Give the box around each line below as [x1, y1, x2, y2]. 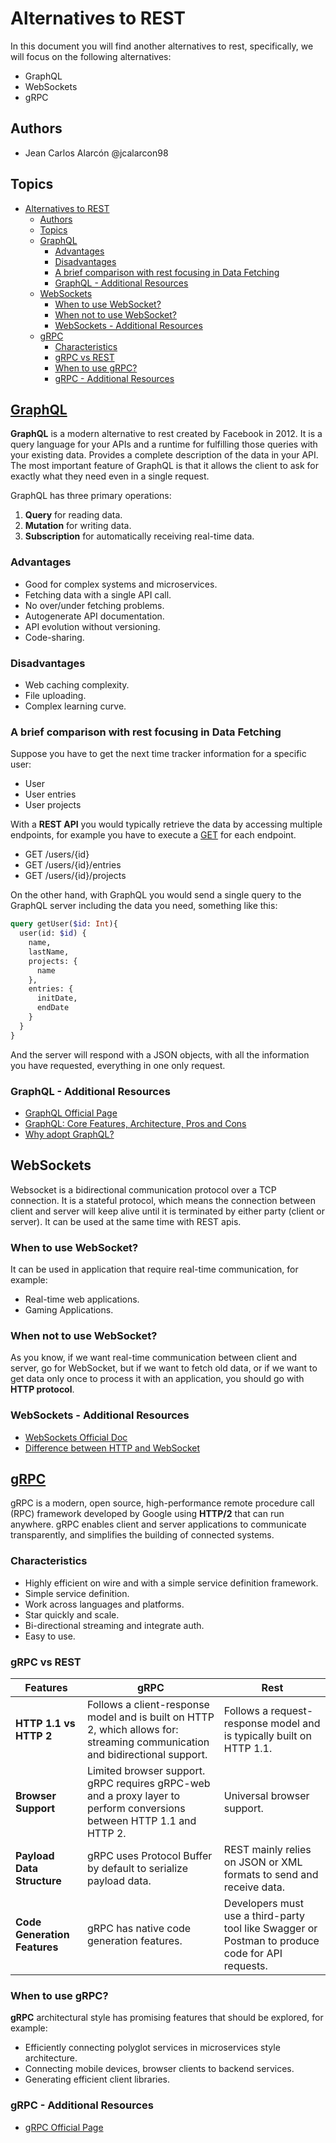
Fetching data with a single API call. [24, 588, 172, 601]
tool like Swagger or [223, 1922, 318, 1936]
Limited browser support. [86, 1764, 206, 1778]
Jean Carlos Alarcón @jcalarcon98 [24, 147, 169, 159]
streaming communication [86, 1735, 210, 1749]
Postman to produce [223, 1934, 320, 1948]
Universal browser [223, 1789, 310, 1803]
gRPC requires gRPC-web [86, 1777, 211, 1791]
